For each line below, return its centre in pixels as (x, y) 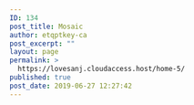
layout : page (34, 52)
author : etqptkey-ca (49, 35)
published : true (40, 78)
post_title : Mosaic (46, 26)
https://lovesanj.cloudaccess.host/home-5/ (101, 69)
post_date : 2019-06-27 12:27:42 (71, 86)
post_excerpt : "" (42, 43)
